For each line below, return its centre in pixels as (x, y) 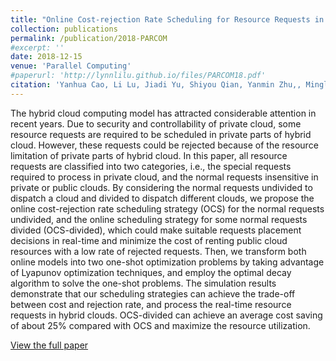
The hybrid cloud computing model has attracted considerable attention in (163, 113)
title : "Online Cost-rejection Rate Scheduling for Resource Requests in (167, 19)
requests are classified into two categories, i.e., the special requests (151, 166)
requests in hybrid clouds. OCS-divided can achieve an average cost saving (166, 315)
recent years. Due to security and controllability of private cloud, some (156, 123)
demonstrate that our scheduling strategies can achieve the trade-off (153, 293)
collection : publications (64, 29)
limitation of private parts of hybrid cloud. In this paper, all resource (149, 155)
